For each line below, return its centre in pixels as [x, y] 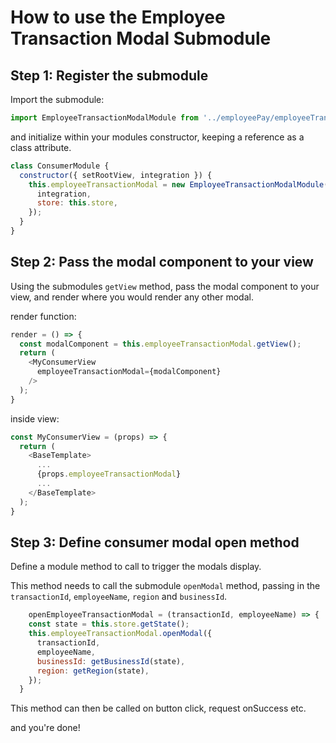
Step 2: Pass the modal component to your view [162, 262]
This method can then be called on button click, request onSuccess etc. [158, 708]
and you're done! [45, 728]
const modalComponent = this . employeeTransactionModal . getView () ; [160, 344]
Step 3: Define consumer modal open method [155, 542]
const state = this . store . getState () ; [109, 624]
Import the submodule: [57, 99]
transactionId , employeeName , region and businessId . [119, 597]
